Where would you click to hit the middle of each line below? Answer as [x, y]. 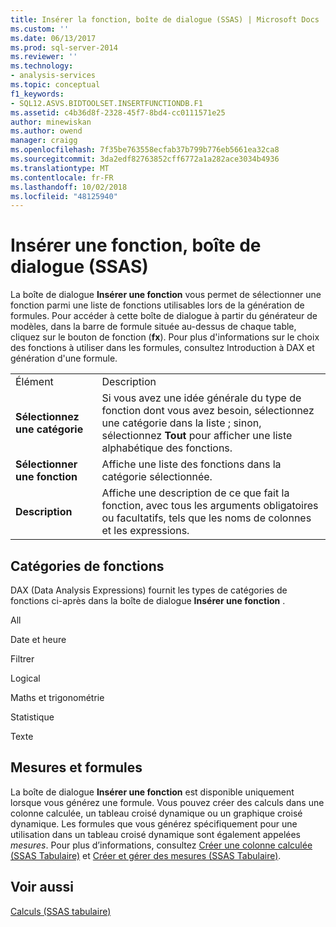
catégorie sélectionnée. [157, 477]
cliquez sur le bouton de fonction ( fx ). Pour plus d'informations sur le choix [165, 337]
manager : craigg [44, 141]
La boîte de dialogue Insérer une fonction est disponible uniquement [152, 792]
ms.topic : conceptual [55, 85]
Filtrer [22, 659]
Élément [34, 382]
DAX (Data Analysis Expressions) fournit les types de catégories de [149, 590]
